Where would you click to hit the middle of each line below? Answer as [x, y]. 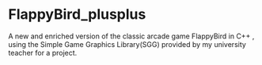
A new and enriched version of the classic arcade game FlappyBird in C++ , [131, 36]
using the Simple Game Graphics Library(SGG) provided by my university [127, 44]
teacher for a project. [43, 52]
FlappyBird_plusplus [77, 14]
